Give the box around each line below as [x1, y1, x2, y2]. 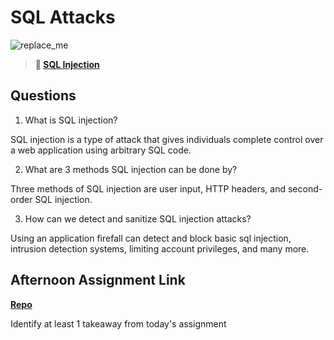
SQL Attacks [10, 6, 116, 29]
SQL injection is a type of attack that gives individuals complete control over [10, 133, 324, 145]
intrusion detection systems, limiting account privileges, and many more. [10, 242, 310, 255]
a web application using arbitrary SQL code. [10, 144, 192, 156]
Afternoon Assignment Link [10, 272, 186, 289]
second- [287, 182, 323, 195]
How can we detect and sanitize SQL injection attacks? [24, 212, 252, 225]
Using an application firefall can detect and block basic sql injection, [10, 232, 292, 244]
